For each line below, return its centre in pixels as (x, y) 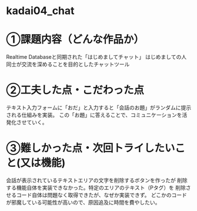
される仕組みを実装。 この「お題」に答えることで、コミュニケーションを (94, 115)
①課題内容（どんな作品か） (75, 40)
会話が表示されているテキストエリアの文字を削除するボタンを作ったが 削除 (97, 180)
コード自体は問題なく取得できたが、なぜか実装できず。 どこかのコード (101, 195)
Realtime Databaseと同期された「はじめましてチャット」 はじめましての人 (96, 57)
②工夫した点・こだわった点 (75, 90)
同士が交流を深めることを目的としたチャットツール (68, 64)
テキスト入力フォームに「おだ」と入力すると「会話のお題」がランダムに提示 (99, 108)
